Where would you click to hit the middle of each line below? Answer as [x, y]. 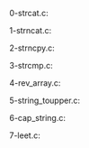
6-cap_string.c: [37, 118]
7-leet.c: [25, 135]
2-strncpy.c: [32, 48]
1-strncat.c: [31, 30]
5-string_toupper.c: [45, 100]
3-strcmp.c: [31, 65]
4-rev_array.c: [35, 83]
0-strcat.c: [29, 13]
